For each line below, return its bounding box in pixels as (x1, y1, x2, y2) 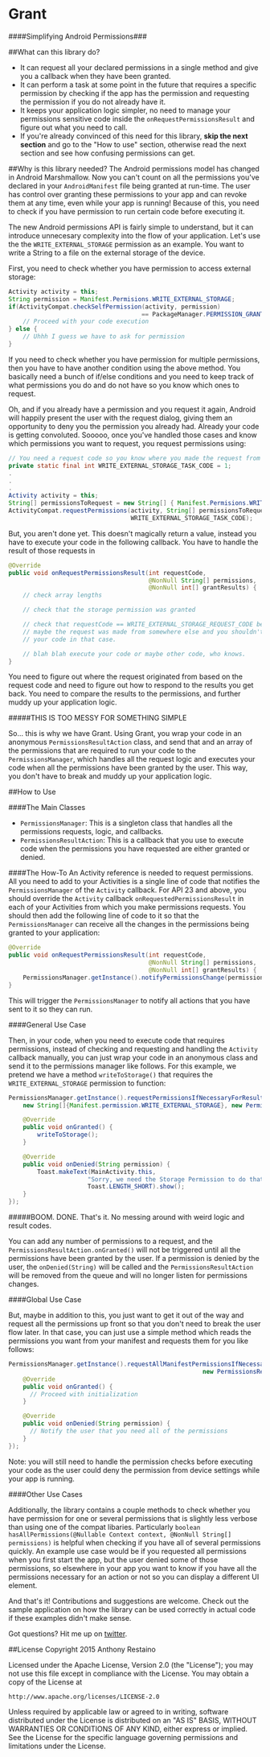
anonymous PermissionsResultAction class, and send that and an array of (8, 738, 253, 747)
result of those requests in (8, 545, 96, 556)
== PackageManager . (141, 310, 207, 318)
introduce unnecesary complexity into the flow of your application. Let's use (8, 230, 261, 240)
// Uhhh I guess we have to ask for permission (22, 333, 185, 341)
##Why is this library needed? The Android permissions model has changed (8, 163, 260, 173)
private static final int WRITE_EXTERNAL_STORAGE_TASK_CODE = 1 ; (8, 461, 231, 469)
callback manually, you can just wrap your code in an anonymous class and (8, 1052, 259, 1062)
